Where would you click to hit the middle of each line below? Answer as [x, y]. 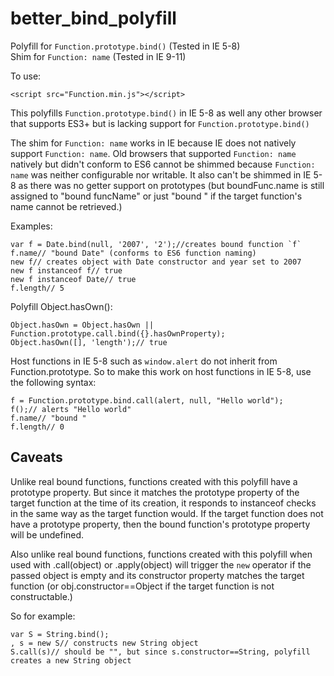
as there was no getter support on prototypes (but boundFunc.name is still [171, 185]
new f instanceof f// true [66, 270]
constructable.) [41, 596]
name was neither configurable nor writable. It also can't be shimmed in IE [161, 174]
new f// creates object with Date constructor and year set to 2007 [156, 262]
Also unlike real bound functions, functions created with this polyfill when [161, 554]
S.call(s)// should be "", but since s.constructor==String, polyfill [160, 652]
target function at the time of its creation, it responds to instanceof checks [163, 503]
